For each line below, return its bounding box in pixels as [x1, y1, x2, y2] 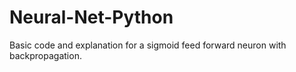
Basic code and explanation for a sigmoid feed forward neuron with [9, 39, 287, 51]
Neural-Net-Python [9, 6, 174, 29]
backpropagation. [9, 49, 82, 61]
